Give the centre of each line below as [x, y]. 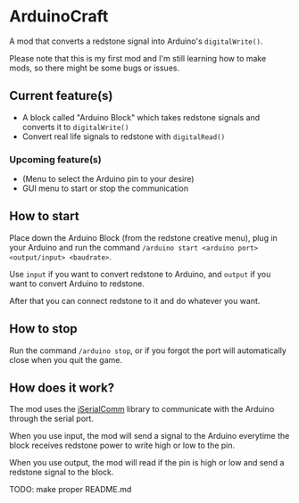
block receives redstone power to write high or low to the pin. [122, 445]
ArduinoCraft [59, 16]
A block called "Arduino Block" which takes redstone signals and [141, 117]
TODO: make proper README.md [71, 490]
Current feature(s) [61, 96]
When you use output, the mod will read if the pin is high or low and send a [147, 463]
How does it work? [62, 388]
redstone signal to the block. [62, 472]
